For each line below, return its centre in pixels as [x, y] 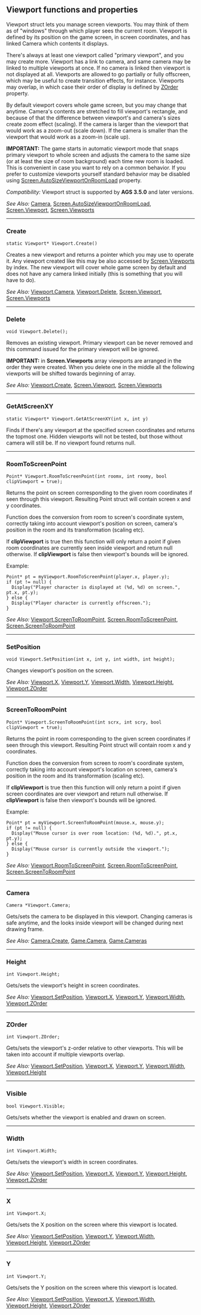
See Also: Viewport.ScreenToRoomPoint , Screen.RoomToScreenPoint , [92, 619]
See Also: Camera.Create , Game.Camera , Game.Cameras [77, 941]
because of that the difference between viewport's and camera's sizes [93, 118]
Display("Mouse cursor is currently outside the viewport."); [91, 849]
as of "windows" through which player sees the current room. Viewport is [97, 31]
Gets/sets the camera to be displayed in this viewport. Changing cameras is [99, 916]
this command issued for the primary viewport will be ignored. [83, 349]
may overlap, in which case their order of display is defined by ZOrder [92, 87]
